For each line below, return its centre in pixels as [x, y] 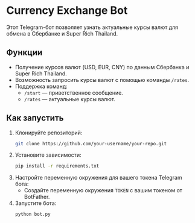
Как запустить [35, 118]
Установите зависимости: [48, 155]
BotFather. [37, 197]
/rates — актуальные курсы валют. [70, 99]
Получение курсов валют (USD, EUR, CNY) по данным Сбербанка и [102, 67]
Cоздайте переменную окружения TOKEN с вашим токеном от [103, 190]
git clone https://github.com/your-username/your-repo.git [91, 143]
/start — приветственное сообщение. [74, 93]
